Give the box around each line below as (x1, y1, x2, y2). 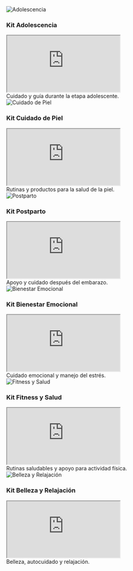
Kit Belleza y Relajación (6, 486, 76, 495)
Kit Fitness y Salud (6, 393, 62, 402)
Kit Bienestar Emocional (6, 300, 78, 308)
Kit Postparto (6, 207, 46, 216)
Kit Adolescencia (6, 20, 57, 29)
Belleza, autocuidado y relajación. (6, 558, 90, 565)
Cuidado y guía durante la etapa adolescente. (6, 93, 119, 100)
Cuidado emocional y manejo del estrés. (6, 372, 107, 379)
